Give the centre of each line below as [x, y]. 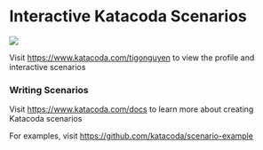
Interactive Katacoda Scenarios [128, 16]
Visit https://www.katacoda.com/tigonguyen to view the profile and [132, 57]
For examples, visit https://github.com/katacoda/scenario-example [131, 136]
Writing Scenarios [49, 90]
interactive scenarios [48, 67]
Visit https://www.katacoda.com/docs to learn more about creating [131, 109]
